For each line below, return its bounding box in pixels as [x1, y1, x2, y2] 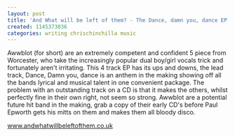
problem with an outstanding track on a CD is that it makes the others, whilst [7, 86, 228, 94]
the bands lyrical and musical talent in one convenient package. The [7, 78, 205, 87]
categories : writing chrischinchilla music [7, 29, 137, 37]
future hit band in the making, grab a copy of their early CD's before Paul [7, 100, 218, 109]
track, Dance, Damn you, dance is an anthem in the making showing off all [7, 71, 222, 80]
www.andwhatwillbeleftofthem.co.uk [7, 121, 114, 130]
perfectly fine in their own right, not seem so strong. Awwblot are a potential [7, 93, 227, 102]
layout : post [7, 10, 46, 17]
